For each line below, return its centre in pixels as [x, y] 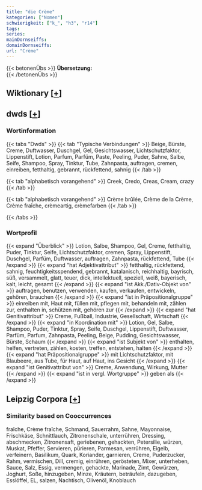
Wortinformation [31, 131]
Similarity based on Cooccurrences [59, 416]
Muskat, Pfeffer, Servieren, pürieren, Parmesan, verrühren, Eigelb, [88, 448]
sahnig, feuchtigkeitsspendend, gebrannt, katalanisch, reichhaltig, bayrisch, [100, 272]
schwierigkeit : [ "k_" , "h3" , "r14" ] [52, 23]
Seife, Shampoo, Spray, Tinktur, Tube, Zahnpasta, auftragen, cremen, [92, 163]
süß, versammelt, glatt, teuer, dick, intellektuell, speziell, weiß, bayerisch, [96, 278]
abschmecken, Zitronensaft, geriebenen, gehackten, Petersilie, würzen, [95, 442]
